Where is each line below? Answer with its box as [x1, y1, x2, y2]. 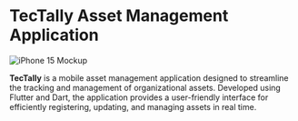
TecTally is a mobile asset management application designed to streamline [9, 72, 289, 83]
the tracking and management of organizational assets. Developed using [9, 82, 282, 93]
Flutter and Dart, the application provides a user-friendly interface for [9, 92, 269, 103]
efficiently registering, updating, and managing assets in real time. [9, 101, 257, 112]
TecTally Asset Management [9, 5, 229, 26]
